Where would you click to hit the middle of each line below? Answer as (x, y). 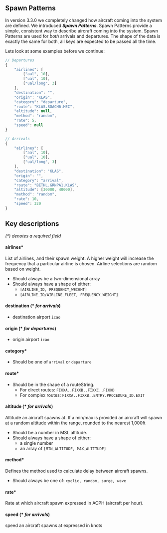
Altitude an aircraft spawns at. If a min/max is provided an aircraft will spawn (84, 417)
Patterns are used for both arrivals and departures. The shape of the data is (83, 36)
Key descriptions (32, 224)
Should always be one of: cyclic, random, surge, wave (69, 481)
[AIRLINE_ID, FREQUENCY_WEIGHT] (53, 289)
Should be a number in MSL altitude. (50, 432)
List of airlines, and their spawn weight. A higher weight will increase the (80, 258)
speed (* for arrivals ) (28, 514)
